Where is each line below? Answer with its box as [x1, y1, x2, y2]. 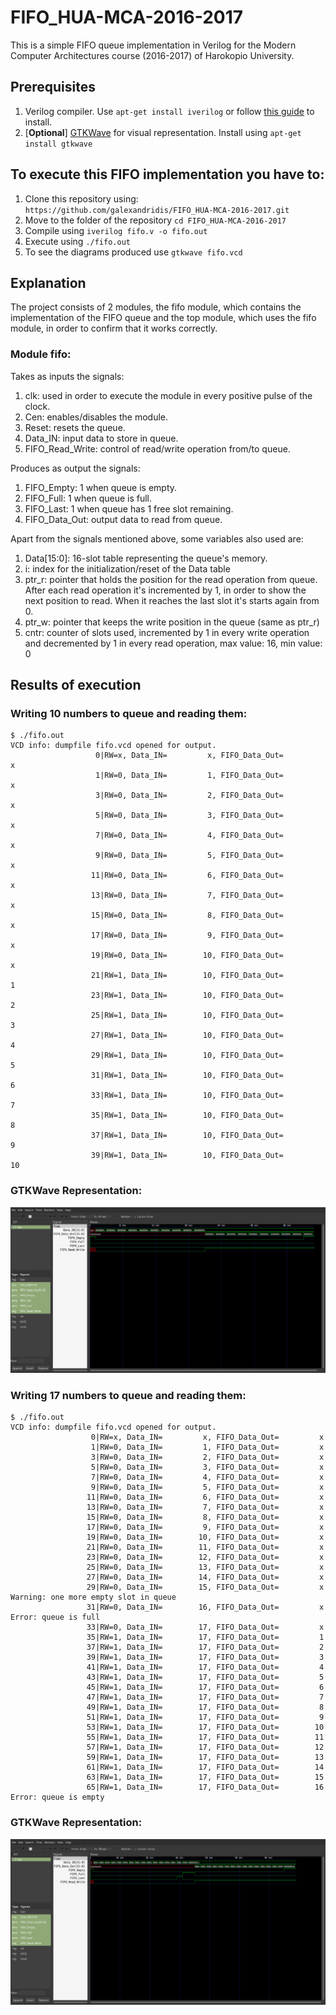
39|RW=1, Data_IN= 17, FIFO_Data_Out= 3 [86, 1652, 325, 1663]
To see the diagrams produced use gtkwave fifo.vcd [24, 246, 243, 258]
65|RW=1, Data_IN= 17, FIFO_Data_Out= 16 [86, 1782, 325, 1793]
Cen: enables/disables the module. [24, 411, 169, 423]
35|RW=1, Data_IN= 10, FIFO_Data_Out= [90, 1111, 284, 1121]
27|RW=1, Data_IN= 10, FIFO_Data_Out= [90, 1031, 284, 1041]
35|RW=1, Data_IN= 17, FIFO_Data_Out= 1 [86, 1632, 325, 1643]
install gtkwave [24, 139, 93, 149]
